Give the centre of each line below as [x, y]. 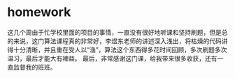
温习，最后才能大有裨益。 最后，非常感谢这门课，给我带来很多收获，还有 [112, 58]
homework [39, 12]
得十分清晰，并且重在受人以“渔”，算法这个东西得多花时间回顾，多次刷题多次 [117, 49]
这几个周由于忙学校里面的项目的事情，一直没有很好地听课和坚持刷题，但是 [114, 32]
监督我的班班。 [35, 67]
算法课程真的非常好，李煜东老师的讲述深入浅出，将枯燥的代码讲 [136, 41]
